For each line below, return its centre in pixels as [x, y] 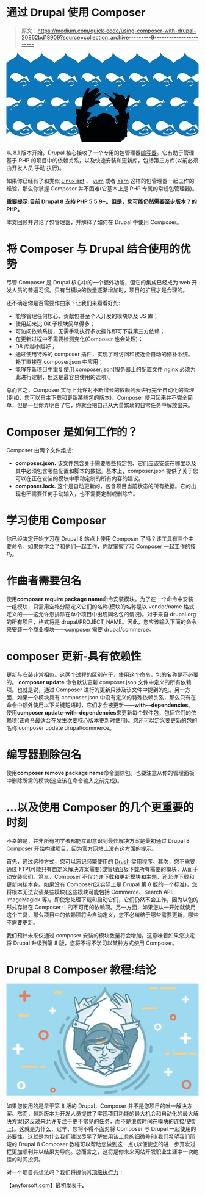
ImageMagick [23, 899]
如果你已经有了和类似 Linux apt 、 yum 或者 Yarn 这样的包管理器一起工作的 [100, 181]
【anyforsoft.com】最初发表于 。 [47, 1185]
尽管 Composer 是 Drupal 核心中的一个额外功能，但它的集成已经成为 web [98, 282]
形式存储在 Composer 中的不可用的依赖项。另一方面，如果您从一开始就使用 [101, 907]
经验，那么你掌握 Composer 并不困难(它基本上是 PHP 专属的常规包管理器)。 [102, 188]
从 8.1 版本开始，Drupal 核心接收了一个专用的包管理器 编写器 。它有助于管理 [100, 153]
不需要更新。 [22, 922]
